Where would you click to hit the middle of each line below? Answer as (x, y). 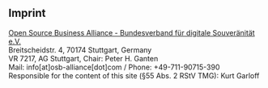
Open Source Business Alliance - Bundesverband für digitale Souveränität (132, 32)
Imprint (27, 13)
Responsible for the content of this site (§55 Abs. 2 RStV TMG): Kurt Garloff (134, 75)
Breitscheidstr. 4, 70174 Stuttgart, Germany (80, 50)
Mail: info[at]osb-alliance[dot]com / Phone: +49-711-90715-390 (114, 67)
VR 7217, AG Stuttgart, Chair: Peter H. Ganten (83, 58)
